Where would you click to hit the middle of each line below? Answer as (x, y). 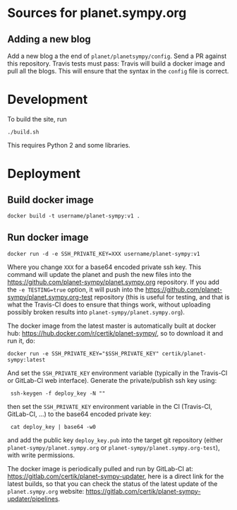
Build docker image (50, 200)
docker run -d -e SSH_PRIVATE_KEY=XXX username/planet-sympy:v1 (104, 254)
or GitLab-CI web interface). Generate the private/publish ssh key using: (112, 380)
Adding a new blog (49, 39)
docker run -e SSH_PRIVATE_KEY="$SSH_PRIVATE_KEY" (83, 354)
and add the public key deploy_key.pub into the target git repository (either (115, 440)
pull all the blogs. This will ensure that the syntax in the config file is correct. (118, 71)
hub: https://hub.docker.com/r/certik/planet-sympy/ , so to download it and (115, 333)
